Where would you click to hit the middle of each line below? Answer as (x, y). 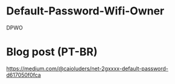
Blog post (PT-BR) (52, 52)
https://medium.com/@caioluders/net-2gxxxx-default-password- (87, 68)
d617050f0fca (24, 75)
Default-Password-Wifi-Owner (85, 11)
